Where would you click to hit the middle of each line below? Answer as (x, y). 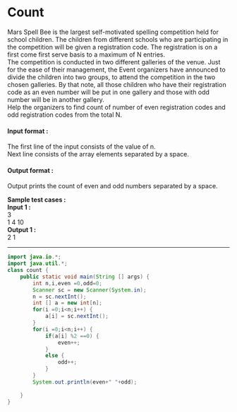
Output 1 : (22, 230)
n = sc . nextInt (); (60, 297)
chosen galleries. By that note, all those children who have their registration (117, 84)
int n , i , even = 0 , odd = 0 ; (67, 283)
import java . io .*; (34, 257)
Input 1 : (19, 207)
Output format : (31, 170)
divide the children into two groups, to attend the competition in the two (111, 77)
